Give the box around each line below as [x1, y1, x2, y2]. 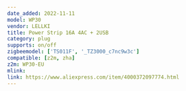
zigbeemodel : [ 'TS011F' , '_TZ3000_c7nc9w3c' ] [7, 49, 139, 55]
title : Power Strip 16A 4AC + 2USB [7, 29, 109, 36]
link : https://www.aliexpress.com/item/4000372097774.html [7, 73, 180, 81]
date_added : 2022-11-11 [7, 10, 75, 17]
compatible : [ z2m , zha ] [7, 55, 75, 62]
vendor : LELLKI [7, 23, 51, 29]
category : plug [7, 36, 51, 42]
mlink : [7, 67, 26, 74]
